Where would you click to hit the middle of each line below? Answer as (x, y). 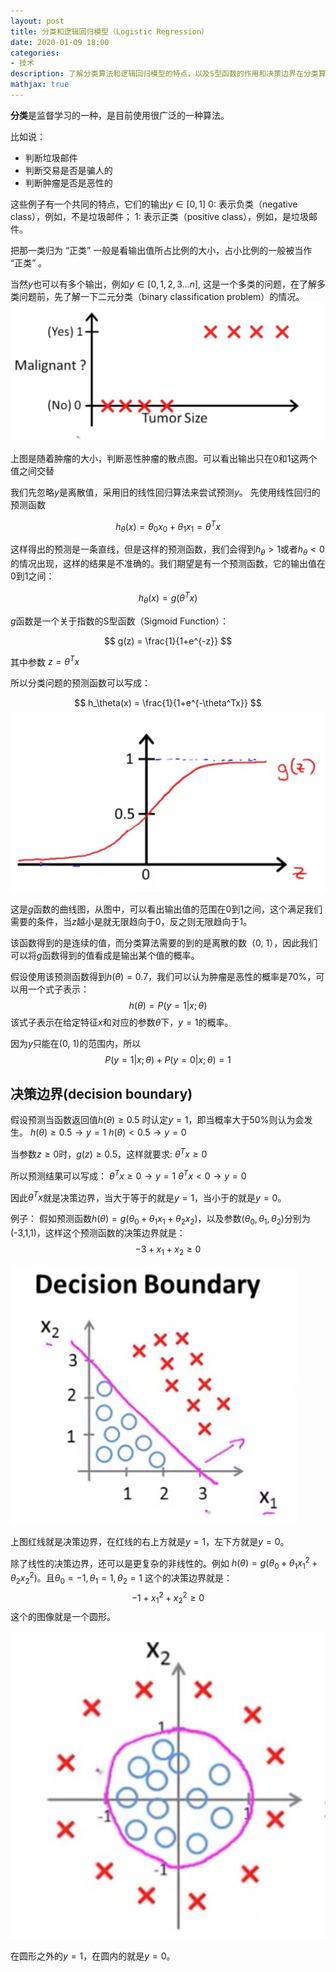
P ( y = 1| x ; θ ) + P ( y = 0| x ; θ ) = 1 (168, 1060)
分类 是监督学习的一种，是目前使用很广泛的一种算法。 (120, 115)
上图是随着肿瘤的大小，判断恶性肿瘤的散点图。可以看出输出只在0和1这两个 (164, 458)
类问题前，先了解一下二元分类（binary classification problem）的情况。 (157, 296)
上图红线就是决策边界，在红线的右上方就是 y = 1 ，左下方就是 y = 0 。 (150, 1541)
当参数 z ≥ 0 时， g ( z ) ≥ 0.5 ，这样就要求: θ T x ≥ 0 (109, 1153)
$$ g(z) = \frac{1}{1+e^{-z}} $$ (168, 641)
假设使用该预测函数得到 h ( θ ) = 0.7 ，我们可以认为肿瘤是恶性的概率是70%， (163, 977)
